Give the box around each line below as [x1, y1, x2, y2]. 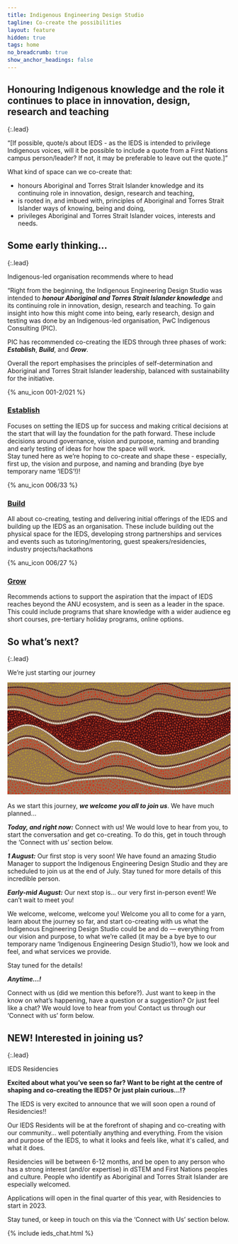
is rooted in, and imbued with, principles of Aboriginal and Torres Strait [17, 196, 225, 205]
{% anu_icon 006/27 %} [7, 559, 78, 567]
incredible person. [7, 874, 60, 883]
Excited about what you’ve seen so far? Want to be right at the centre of [7, 1078, 223, 1087]
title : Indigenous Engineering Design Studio [7, 11, 144, 18]
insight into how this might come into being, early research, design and [7, 309, 215, 317]
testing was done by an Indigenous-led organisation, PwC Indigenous [7, 316, 210, 325]
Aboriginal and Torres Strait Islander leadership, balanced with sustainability [7, 366, 230, 375]
